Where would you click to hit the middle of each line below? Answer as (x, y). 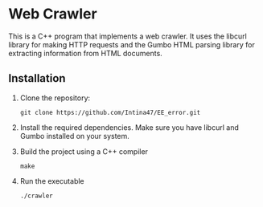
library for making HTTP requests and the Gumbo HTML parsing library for (131, 44)
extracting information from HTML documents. (85, 53)
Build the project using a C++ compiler (84, 151)
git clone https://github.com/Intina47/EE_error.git (110, 112)
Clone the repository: (55, 98)
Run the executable (52, 181)
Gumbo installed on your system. (75, 136)
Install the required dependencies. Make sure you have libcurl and (129, 127)
